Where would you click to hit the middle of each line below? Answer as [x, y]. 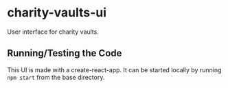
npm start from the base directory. [56, 77]
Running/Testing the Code [65, 53]
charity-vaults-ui [57, 13]
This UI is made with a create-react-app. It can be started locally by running [114, 69]
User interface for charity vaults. [53, 32]
